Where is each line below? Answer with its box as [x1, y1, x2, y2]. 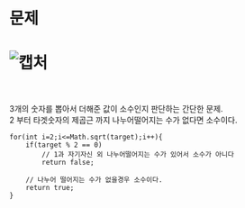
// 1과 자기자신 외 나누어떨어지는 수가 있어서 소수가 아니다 [41, 150, 234, 159]
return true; [25, 184, 75, 193]
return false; [41, 158, 95, 167]
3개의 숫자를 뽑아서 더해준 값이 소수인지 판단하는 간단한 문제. [9, 104, 223, 114]
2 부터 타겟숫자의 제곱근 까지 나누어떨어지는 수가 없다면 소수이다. [9, 114, 238, 126]
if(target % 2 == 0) [25, 140, 103, 149]
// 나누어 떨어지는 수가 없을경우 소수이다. [25, 176, 163, 185]
